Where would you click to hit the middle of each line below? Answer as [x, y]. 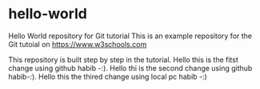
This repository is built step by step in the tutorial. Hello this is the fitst [123, 60]
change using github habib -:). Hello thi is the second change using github [130, 68]
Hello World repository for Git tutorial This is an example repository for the [130, 36]
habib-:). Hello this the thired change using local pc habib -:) [108, 76]
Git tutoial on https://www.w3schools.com [78, 44]
